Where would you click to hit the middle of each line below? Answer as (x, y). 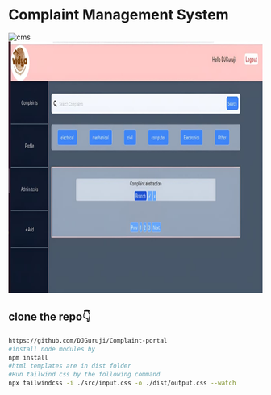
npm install (28, 358)
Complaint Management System (119, 15)
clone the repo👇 (50, 317)
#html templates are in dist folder (70, 366)
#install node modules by (52, 349)
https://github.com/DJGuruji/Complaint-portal (88, 340)
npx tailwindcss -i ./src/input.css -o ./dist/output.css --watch (122, 383)
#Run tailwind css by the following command (84, 375)
